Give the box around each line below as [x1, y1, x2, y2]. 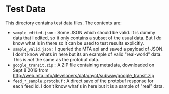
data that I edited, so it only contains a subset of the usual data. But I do [12, 35, 162, 41]
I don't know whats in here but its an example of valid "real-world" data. [12, 51, 162, 57]
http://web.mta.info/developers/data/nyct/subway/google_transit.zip [12, 72, 155, 78]
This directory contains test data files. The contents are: [5, 20, 122, 26]
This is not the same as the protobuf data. [12, 56, 100, 62]
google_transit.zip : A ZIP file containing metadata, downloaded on [12, 62, 155, 68]
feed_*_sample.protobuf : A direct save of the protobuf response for [12, 78, 154, 84]
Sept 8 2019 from [12, 67, 49, 73]
